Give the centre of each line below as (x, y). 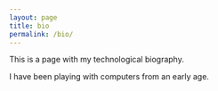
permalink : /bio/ (41, 34)
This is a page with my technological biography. (97, 60)
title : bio (29, 26)
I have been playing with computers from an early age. (109, 77)
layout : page (33, 17)
